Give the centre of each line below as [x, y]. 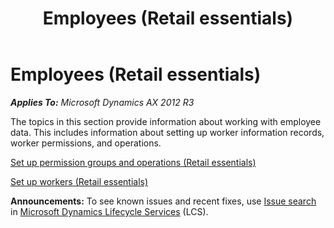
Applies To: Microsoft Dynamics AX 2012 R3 [102, 102]
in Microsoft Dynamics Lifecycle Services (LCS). [109, 211]
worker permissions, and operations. [86, 143]
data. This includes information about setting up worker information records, [167, 132]
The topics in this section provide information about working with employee [166, 121]
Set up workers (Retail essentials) [79, 181]
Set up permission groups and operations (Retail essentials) [133, 162]
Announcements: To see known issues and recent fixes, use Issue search [163, 201]
